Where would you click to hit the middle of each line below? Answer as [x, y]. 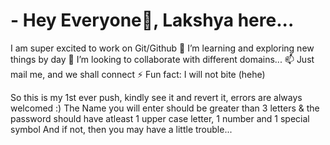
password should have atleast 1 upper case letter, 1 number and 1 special [160, 118]
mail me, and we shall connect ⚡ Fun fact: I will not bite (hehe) [138, 74]
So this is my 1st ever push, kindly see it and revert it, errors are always [156, 97]
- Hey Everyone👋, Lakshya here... [152, 20]
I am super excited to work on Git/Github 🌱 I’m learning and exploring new [162, 48]
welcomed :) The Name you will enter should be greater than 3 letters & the [165, 108]
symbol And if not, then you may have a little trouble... [121, 129]
